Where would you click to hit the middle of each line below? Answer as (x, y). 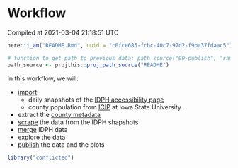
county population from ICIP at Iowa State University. (105, 107)
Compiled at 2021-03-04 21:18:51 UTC (63, 32)
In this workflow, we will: (43, 78)
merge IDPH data (43, 129)
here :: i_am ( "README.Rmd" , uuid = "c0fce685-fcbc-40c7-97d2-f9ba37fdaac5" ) (120, 45)
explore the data (41, 137)
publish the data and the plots (61, 144)
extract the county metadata (59, 114)
